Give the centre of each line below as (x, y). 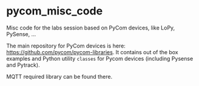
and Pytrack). (23, 65)
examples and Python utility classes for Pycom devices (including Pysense (100, 58)
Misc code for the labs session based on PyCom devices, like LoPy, (91, 28)
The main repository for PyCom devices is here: (66, 46)
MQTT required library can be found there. (59, 76)
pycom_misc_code (55, 11)
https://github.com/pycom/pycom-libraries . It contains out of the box (92, 52)
